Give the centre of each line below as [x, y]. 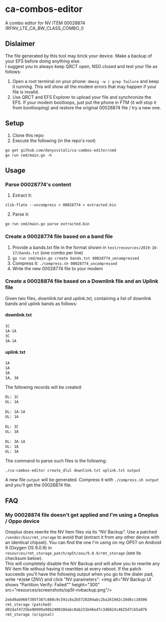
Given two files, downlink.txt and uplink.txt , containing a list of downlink [78, 298]
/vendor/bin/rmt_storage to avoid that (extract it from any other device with [82, 537]
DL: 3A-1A [15, 442]
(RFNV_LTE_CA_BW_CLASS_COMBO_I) [45, 28]
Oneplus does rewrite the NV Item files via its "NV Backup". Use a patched [81, 532]
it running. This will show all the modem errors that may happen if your [84, 86]
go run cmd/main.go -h [28, 155]
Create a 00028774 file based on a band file [59, 236]
